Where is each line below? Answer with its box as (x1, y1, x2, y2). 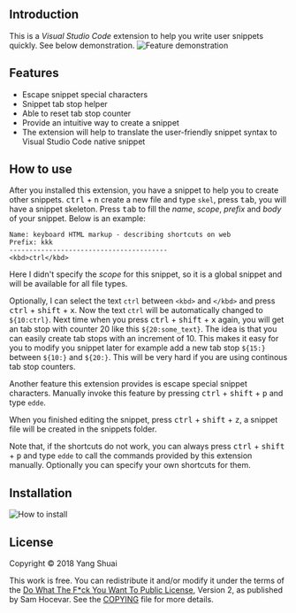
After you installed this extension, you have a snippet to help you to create (9, 185, 279, 195)
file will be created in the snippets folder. (9, 424, 157, 434)
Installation (9, 486, 72, 501)
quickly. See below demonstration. (9, 40, 135, 50)
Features (9, 65, 59, 80)
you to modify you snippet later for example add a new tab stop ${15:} (9, 342, 266, 353)
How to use (9, 162, 72, 177)
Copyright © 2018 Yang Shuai (9, 558, 118, 569)
